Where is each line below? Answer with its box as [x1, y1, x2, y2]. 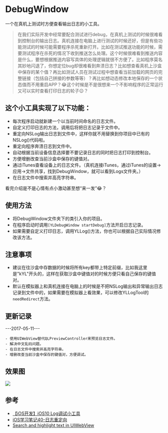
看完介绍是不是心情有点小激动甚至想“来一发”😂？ [5, 185, 107, 191]
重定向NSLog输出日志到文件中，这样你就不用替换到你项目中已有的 [12, 130, 150, 136]
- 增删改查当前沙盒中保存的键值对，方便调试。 [5, 352, 89, 357]
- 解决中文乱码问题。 [5, 342, 44, 347]
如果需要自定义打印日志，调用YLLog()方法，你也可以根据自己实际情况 [12, 228, 157, 234]
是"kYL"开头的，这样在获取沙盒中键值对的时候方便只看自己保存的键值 [12, 271, 156, 277]
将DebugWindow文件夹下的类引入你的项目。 [12, 215, 105, 222]
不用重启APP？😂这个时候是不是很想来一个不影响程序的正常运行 [31, 81, 163, 87]
